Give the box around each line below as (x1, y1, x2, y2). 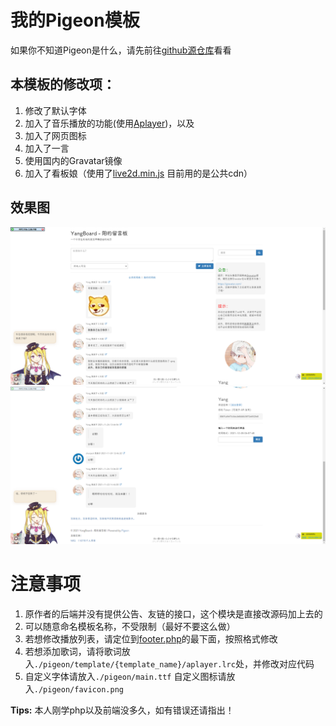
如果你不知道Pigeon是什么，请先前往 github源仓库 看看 (10, 44, 232, 56)
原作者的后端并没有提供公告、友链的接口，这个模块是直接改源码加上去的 (24, 607, 323, 620)
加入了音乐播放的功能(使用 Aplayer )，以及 (24, 117, 195, 129)
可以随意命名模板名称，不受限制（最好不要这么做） (24, 620, 236, 632)
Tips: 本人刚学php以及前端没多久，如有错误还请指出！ (10, 704, 235, 716)
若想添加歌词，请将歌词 (24, 645, 122, 657)
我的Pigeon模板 (10, 9, 140, 32)
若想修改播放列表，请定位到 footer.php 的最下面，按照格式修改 (24, 632, 278, 645)
